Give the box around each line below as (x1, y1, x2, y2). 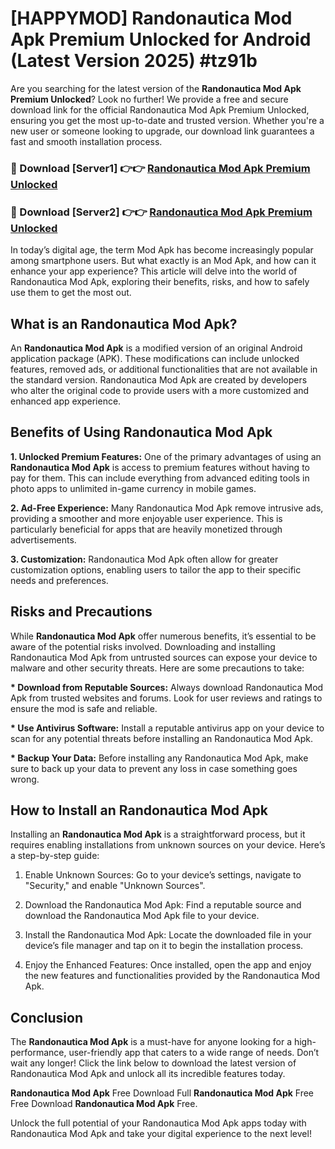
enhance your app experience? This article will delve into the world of (10, 265, 298, 277)
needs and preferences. (10, 574, 109, 586)
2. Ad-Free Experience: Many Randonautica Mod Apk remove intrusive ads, (10, 502, 324, 514)
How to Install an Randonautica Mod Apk (10, 802, 269, 819)
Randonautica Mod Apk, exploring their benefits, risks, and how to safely (10, 276, 310, 288)
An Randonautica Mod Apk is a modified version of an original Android (10, 342, 303, 354)
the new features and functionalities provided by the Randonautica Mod (24, 970, 321, 982)
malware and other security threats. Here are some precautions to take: (10, 662, 305, 674)
